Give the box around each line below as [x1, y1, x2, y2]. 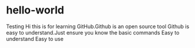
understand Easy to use [6, 35, 64, 42]
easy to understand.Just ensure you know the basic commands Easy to [6, 29, 180, 36]
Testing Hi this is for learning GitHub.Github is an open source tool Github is [6, 23, 190, 30]
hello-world [6, 4, 65, 17]
